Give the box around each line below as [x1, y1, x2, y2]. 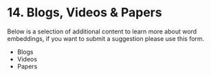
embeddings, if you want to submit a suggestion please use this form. [7, 34, 205, 42]
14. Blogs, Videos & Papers [7, 5, 163, 20]
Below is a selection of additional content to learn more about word [7, 27, 197, 35]
